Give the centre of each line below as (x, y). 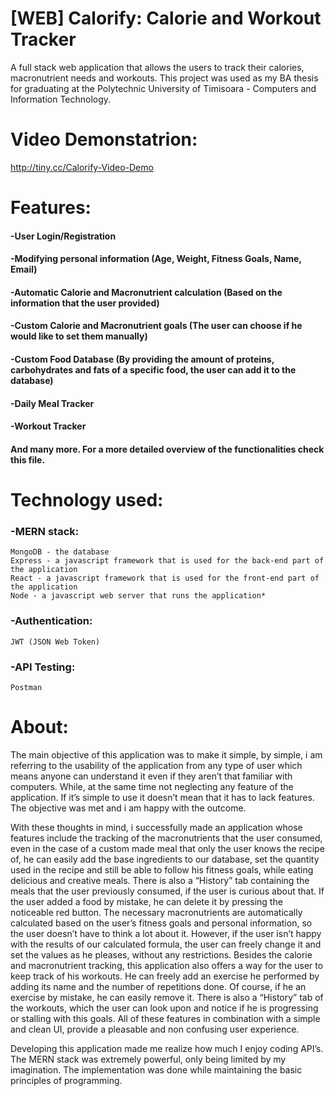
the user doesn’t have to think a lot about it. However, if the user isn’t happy (166, 933)
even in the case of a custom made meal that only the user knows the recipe (167, 848)
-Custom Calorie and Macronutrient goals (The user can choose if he (156, 326)
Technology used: (87, 500)
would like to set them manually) (79, 336)
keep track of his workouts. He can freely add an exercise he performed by (165, 976)
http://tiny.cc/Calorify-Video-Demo (82, 167)
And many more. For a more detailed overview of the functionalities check (167, 449)
